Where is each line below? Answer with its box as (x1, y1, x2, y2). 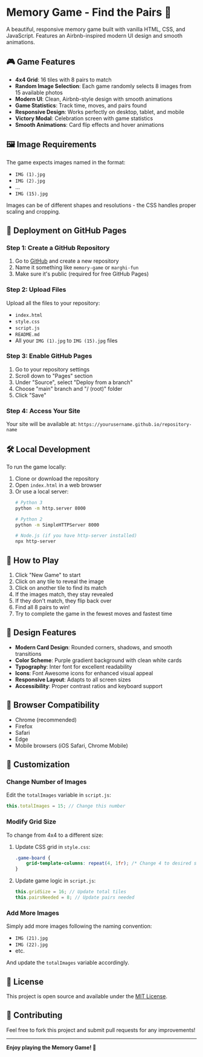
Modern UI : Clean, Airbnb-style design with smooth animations (14, 95, 173, 103)
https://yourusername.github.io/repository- (78, 422, 192, 428)
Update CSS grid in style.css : (14, 843, 91, 850)
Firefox (14, 722, 33, 730)
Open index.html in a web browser (14, 481, 102, 488)
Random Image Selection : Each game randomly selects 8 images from (14, 82, 192, 90)
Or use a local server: (14, 488, 69, 495)
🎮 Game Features (6, 57, 76, 67)
